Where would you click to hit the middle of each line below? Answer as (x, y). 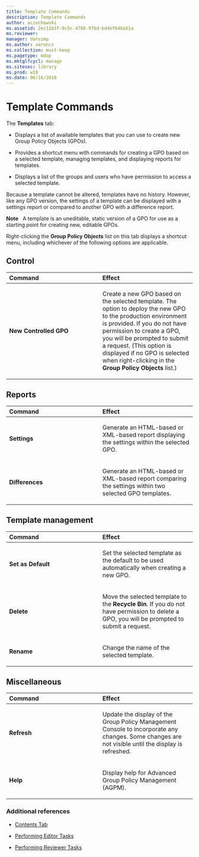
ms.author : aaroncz (30, 45)
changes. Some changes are (142, 737)
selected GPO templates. (137, 493)
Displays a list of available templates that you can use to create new (97, 135)
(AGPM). (114, 788)
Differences (26, 482)
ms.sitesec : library (32, 67)
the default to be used (133, 560)
